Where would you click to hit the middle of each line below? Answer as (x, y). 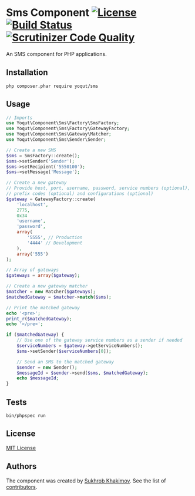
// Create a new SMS (31, 150)
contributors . (22, 487)
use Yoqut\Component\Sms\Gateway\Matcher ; (59, 134)
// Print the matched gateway (43, 307)
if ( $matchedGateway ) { (35, 335)
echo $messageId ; (38, 378)
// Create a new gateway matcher (47, 286)
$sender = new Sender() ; (47, 367)
